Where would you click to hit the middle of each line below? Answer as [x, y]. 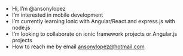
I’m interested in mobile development [57, 15]
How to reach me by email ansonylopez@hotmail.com [78, 46]
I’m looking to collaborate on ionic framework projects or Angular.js [94, 34]
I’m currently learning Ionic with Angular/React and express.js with [93, 21]
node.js [21, 27]
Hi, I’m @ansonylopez [39, 9]
